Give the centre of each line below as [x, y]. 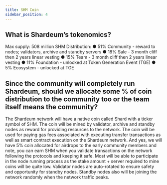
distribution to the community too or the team [77, 99]
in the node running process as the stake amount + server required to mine [82, 161]
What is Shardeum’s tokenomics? [58, 35]
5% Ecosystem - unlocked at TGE [40, 68]
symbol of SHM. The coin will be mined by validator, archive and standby [80, 124]
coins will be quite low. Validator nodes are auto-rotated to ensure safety [80, 167]
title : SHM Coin [22, 10]
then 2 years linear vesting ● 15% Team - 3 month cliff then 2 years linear [81, 57]
